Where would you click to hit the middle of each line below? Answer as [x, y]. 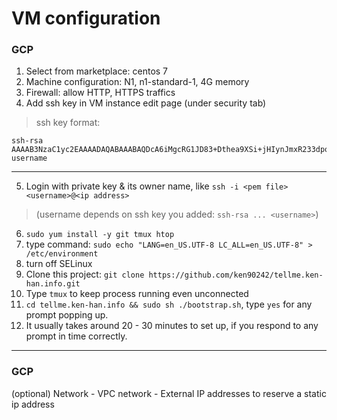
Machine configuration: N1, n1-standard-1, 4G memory [137, 82]
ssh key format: [68, 123]
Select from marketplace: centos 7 [97, 71]
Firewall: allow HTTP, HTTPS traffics [100, 93]
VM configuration [86, 18]
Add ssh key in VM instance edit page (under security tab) [146, 103]
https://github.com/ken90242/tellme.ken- [236, 275]
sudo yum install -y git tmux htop [100, 235]
